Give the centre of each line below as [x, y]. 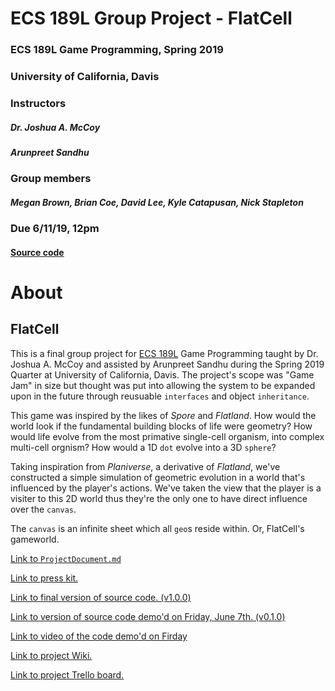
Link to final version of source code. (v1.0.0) [101, 597]
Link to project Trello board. [67, 674]
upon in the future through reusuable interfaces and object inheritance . [160, 396]
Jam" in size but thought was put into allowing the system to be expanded [163, 385]
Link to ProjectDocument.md [66, 558]
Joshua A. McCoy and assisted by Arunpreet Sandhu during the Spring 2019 [167, 364]
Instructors [38, 103]
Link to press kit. [44, 578]
